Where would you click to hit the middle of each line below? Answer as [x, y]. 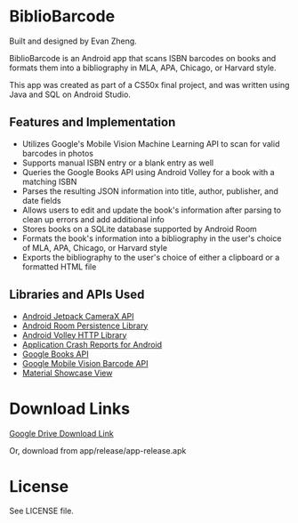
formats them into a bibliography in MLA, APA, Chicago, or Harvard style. [143, 68]
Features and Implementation [93, 122]
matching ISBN [49, 181]
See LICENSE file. [41, 511]
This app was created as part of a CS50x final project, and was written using [149, 84]
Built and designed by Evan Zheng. [73, 41]
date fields [41, 200]
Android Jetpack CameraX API [78, 316]
